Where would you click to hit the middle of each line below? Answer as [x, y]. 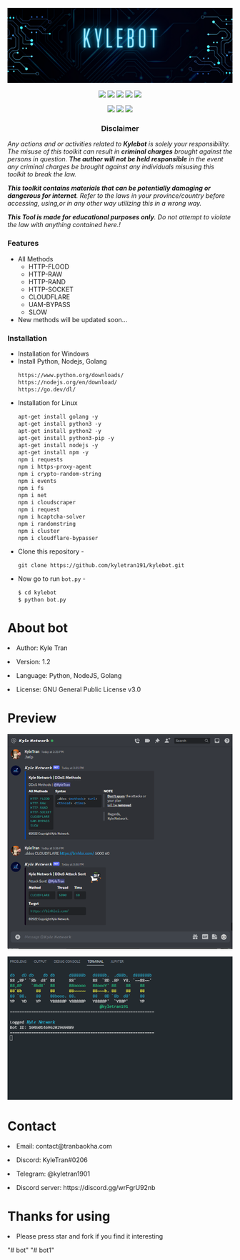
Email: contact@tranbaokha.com [65, 1146]
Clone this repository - [51, 551]
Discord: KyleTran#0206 [52, 1160]
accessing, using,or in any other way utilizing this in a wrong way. [105, 204]
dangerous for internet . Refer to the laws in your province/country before [116, 196]
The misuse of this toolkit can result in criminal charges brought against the [120, 151]
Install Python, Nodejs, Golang [62, 361]
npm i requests [40, 459]
